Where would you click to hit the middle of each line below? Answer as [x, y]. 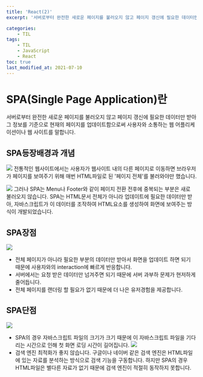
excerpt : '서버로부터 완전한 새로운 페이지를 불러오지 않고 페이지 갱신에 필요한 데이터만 [102, 17]
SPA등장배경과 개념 [41, 153]
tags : [13, 40]
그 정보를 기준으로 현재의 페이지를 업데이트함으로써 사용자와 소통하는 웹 [90, 125]
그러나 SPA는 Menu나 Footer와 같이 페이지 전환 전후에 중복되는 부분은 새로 [102, 189]
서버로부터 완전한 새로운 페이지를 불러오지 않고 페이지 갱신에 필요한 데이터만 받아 [101, 117]
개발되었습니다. [35, 212]
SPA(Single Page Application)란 [87, 99]
